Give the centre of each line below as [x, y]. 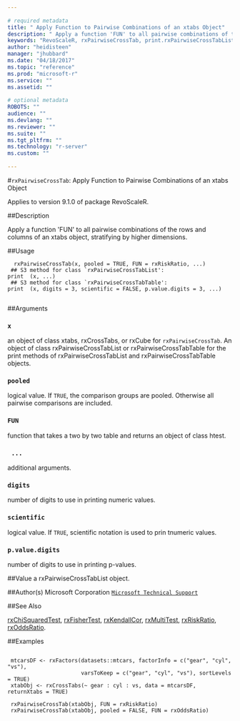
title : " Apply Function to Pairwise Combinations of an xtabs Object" [116, 27]
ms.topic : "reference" [41, 67]
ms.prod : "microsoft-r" [43, 74]
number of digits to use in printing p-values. [72, 564]
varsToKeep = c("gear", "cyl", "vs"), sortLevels [156, 673]
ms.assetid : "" [30, 87]
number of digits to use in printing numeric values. [81, 500]
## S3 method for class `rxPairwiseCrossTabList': [87, 270]
